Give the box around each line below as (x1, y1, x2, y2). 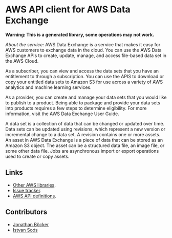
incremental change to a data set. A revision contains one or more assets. (5, 131, 161, 137)
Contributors (5, 208, 48, 216)
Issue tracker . (12, 187, 42, 193)
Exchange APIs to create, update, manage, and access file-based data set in (5, 52, 167, 59)
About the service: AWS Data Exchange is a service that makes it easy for (5, 41, 161, 47)
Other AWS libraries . (12, 181, 56, 188)
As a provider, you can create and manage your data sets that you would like (5, 94, 167, 100)
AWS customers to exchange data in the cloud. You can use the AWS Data (5, 47, 162, 53)
